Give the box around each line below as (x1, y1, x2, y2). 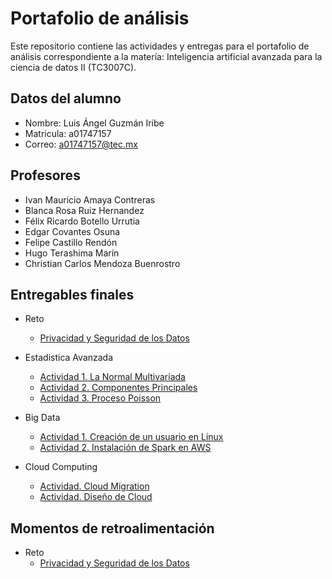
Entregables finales (10, 286, 135, 303)
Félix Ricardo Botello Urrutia (24, 215, 140, 227)
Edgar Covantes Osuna (24, 225, 121, 237)
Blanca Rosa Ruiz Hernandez (24, 204, 145, 216)
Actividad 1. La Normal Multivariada (39, 371, 186, 383)
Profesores (10, 167, 81, 184)
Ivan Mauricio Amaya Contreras (24, 193, 156, 206)
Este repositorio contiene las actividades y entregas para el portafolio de (10, 40, 310, 52)
